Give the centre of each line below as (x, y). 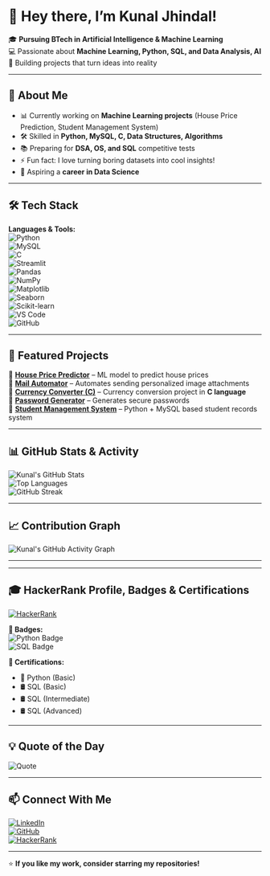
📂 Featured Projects (59, 356)
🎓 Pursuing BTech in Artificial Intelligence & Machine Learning (116, 39)
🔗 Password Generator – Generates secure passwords (99, 400)
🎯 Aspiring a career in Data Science (80, 171)
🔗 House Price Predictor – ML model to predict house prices (108, 375)
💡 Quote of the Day (57, 747)
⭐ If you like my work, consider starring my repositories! (104, 864)
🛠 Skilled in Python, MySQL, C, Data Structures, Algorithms (121, 136)
